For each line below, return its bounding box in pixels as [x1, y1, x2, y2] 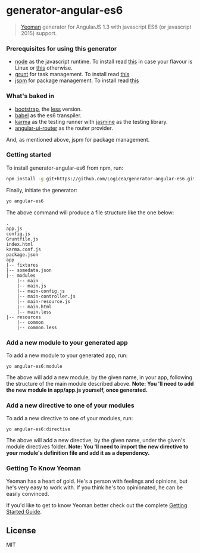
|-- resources [6, 314, 42, 320]
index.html [6, 241, 33, 247]
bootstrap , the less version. [14, 105, 82, 113]
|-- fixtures [6, 262, 39, 268]
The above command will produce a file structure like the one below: [6, 209, 174, 216]
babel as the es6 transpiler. [14, 111, 82, 119]
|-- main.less [17, 309, 52, 315]
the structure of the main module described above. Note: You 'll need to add [6, 380, 194, 387]
